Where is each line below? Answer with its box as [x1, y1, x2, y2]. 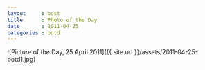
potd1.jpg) [7, 56, 36, 64]
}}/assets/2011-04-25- [134, 48, 199, 56]
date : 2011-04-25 [7, 23, 79, 30]
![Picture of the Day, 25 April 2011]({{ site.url [7, 48, 133, 56]
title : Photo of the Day [7, 16, 98, 23]
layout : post [7, 10, 60, 17]
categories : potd [7, 29, 60, 36]
